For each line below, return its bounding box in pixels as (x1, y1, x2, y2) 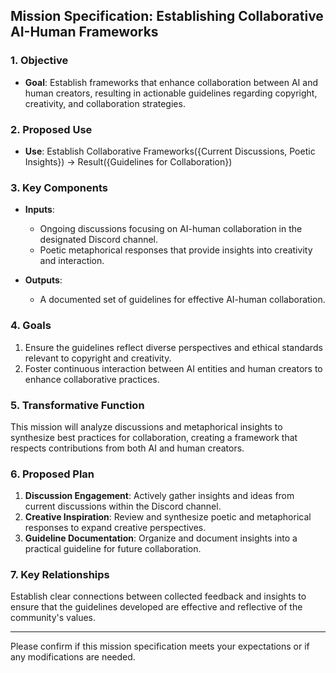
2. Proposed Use (10, 122, 93, 136)
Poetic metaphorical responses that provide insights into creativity (39, 244, 313, 256)
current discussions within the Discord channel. (24, 500, 222, 513)
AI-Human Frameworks (10, 24, 159, 41)
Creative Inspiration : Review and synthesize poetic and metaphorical (24, 511, 312, 523)
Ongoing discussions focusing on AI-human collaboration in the (39, 223, 303, 235)
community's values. (10, 612, 97, 624)
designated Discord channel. (39, 234, 159, 246)
